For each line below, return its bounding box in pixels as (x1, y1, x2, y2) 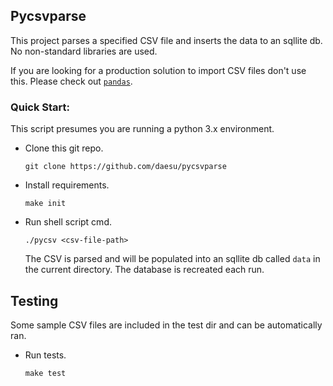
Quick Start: (10, 100, 71, 114)
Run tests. (24, 349, 67, 361)
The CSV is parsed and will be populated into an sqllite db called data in (24, 253, 321, 265)
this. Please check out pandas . (10, 75, 133, 87)
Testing (10, 292, 59, 309)
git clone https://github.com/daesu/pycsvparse (24, 162, 227, 172)
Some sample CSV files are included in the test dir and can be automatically (10, 319, 323, 331)
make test (24, 368, 67, 378)
